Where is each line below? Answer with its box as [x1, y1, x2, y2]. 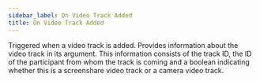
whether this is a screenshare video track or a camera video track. [8, 65, 224, 75]
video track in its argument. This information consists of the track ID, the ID [8, 49, 252, 58]
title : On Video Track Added [8, 19, 104, 27]
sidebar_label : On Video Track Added [8, 11, 133, 20]
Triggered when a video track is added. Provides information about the [8, 40, 239, 50]
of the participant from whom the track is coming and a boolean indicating [8, 57, 251, 67]
